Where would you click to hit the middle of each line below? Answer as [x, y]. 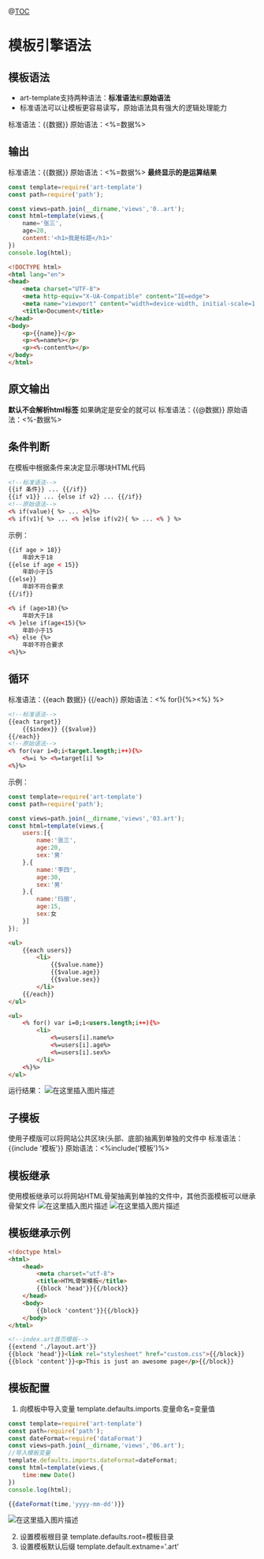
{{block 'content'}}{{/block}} [88, 1310]
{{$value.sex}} [75, 979]
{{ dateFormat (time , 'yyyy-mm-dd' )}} [67, 1504]
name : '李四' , [57, 870]
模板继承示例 [39, 1233]
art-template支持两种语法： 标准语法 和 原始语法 [95, 98]
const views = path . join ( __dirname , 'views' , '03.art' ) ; [97, 818]
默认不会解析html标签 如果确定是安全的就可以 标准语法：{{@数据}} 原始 [125, 409]
